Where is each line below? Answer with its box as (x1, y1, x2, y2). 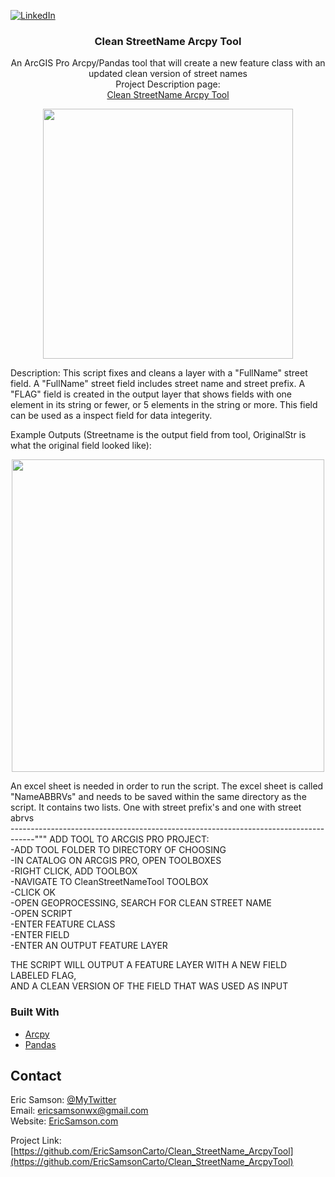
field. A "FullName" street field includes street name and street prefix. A (10, 378, 306, 390)
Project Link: (10, 1135, 62, 1147)
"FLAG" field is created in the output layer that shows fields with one (10, 388, 292, 400)
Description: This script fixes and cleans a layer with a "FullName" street (10, 367, 308, 379)
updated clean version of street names (88, 68, 248, 80)
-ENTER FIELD (10, 929, 70, 941)
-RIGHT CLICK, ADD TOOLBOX (10, 865, 138, 877)
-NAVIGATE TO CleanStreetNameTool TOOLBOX (10, 876, 209, 888)
